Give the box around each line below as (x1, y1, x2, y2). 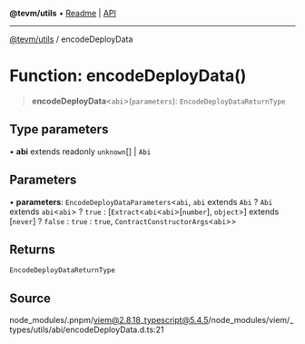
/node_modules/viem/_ (208, 315, 294, 326)
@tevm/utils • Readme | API (9, 8, 116, 18)
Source (9, 290, 52, 306)
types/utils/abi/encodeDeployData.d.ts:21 (9, 324, 164, 335)
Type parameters (9, 122, 109, 137)
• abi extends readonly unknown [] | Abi (9, 145, 152, 157)
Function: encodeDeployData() (9, 65, 247, 86)
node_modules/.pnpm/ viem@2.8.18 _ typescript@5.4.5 (9, 315, 209, 326)
